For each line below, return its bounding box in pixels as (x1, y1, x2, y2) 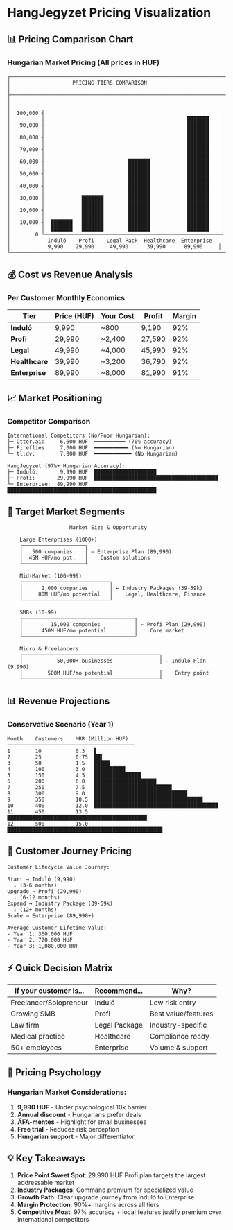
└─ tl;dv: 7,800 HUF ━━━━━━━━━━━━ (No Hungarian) (7, 451, 178, 458)
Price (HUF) (54, 311, 94, 320)
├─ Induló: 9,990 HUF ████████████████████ (7, 469, 157, 476)
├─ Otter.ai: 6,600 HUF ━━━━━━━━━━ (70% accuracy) (7, 438, 172, 445)
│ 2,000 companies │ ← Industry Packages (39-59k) (19, 584, 203, 592)
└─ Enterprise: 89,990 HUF (7, 480, 89, 488)
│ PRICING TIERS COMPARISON (7, 79, 148, 86)
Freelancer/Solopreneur (10, 998, 88, 1007)
